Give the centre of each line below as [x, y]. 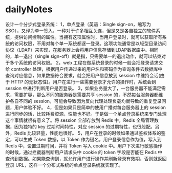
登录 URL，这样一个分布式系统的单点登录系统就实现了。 [64, 165]
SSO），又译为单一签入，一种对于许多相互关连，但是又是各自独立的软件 [81, 30]
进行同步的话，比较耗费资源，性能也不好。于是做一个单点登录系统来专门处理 [86, 114]
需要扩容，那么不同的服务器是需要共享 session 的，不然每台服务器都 [86, 94]
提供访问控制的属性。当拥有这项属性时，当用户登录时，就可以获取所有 [88, 37]
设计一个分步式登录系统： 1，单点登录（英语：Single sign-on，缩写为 [78, 24]
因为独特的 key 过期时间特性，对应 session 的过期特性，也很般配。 [84, 126]
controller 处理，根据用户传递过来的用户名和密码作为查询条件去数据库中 [87, 69]
